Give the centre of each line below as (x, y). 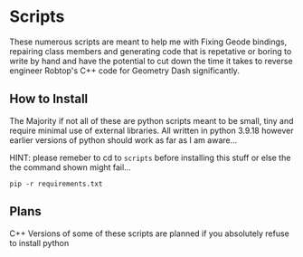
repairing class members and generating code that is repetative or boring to (151, 51)
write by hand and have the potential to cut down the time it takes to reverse (151, 61)
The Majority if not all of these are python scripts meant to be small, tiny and (151, 120)
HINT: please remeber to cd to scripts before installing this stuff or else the (150, 157)
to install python (39, 243)
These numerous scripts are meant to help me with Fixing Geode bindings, (148, 42)
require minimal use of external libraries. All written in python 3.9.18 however (151, 130)
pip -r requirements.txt (56, 184)
